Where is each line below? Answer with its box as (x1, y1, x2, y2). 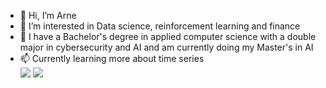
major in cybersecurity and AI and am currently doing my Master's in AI (19, 41, 314, 53)
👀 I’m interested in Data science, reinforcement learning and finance (19, 20, 301, 32)
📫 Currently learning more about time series (19, 53, 205, 64)
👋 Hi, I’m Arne (19, 10, 77, 21)
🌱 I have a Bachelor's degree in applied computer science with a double (19, 31, 317, 42)
